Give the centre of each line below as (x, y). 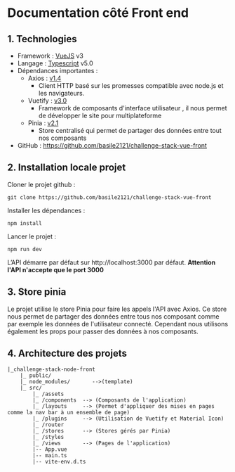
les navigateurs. (61, 93)
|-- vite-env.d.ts (59, 462)
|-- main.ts (50, 456)
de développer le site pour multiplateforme (100, 115)
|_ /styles (48, 438)
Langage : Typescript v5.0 (55, 63)
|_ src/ (31, 388)
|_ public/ (36, 376)
